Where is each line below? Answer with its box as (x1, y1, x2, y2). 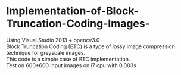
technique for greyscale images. (6, 49, 85, 56)
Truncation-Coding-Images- (6, 17, 151, 30)
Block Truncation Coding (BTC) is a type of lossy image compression (6, 43, 176, 50)
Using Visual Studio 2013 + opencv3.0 (6, 36, 100, 43)
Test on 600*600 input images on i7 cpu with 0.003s (6, 61, 137, 69)
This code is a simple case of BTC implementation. (6, 55, 130, 62)
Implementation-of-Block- (6, 4, 139, 18)
